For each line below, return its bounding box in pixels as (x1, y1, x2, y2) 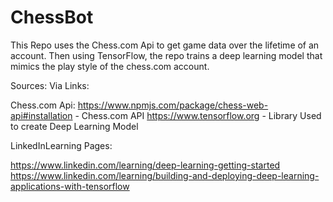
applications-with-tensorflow (10, 180, 130, 192)
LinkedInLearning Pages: (10, 139, 113, 151)
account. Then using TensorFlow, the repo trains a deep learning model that (10, 49, 323, 61)
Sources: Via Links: (10, 79, 90, 91)
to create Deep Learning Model (10, 120, 139, 132)
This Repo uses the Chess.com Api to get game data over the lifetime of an (10, 39, 320, 51)
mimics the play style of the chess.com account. (10, 60, 210, 72)
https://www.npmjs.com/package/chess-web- (77, 99, 269, 111)
